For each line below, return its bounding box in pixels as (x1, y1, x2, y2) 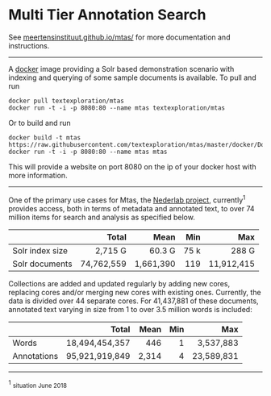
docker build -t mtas (8, 133, 81, 142)
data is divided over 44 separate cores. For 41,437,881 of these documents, (8, 296, 260, 306)
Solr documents (12, 258, 73, 269)
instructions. (8, 40, 50, 50)
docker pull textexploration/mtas (8, 97, 125, 105)
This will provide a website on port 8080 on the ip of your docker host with (8, 161, 256, 171)
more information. (8, 170, 68, 180)
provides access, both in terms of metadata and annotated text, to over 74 (8, 203, 256, 213)
